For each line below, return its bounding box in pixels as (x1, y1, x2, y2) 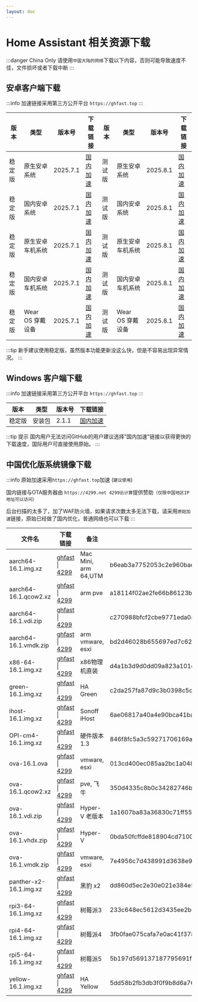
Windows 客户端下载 (6, 373, 82, 383)
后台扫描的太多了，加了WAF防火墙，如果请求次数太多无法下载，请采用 (6, 507, 178, 515)
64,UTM (80, 572, 103, 580)
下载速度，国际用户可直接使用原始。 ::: (6, 441, 100, 448)
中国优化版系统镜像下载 (6, 459, 91, 470)
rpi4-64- (9, 926, 36, 934)
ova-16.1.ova (9, 760, 48, 767)
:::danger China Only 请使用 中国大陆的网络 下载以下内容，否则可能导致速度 (6, 57, 181, 64)
